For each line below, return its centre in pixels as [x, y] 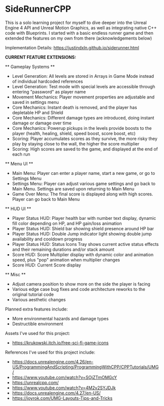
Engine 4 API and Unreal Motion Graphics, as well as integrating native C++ [81, 27]
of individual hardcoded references [47, 81]
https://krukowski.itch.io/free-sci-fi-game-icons [60, 343]
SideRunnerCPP [38, 9]
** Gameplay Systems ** [30, 67]
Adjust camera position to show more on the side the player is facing [81, 284]
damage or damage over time [42, 123]
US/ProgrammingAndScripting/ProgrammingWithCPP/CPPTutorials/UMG [85, 367]
